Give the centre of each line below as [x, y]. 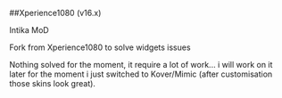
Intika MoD [29, 30]
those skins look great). [53, 83]
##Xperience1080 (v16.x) [55, 13]
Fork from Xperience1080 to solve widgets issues [100, 47]
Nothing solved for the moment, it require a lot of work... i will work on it [141, 65]
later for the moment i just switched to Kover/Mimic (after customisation [141, 74]
